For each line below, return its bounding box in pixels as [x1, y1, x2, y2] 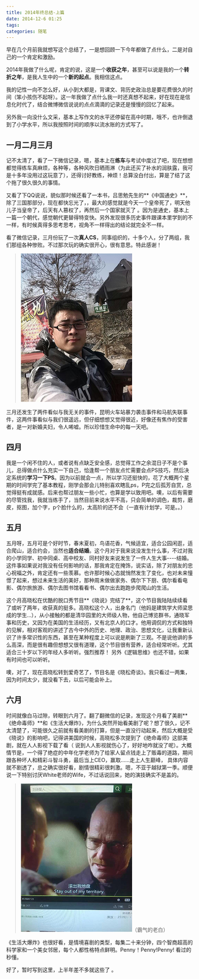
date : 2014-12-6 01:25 [6, 15, 62, 22]
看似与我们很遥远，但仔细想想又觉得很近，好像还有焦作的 [37, 416, 178, 423]
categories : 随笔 [6, 28, 47, 34]
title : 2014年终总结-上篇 [6, 9, 65, 15]
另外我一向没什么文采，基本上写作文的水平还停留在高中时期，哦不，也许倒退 [6, 113, 193, 121]
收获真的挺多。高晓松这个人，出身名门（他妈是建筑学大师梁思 [42, 604, 193, 611]
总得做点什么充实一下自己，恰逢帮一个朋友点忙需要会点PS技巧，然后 [16, 466, 184, 474]
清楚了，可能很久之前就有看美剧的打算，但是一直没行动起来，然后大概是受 [11, 726, 193, 734]
